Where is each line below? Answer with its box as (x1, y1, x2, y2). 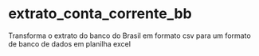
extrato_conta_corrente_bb (8, 5, 193, 23)
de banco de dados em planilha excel (8, 39, 131, 48)
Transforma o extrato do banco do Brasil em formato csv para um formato (8, 31, 251, 40)
